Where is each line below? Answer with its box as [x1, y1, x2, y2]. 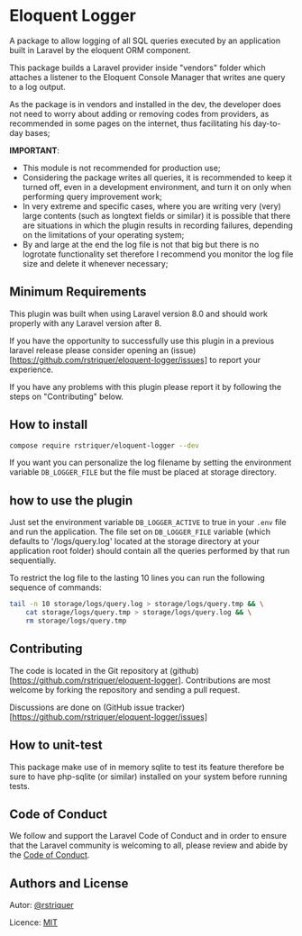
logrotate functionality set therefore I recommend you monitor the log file [22, 249, 294, 259]
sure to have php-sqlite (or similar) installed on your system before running [9, 771, 288, 782]
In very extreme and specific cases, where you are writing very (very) [22, 200, 281, 212]
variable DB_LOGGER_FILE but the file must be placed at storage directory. [9, 467, 277, 477]
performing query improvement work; [22, 191, 162, 202]
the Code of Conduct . [9, 850, 90, 860]
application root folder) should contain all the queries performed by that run [9, 546, 290, 557]
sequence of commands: [9, 582, 102, 593]
